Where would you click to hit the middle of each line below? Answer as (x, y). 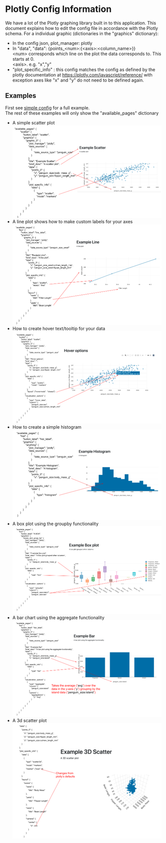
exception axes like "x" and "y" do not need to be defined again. (78, 80)
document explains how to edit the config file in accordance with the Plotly (82, 28)
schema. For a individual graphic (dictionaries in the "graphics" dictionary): (82, 33)
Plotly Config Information (58, 9)
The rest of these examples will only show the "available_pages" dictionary (82, 113)
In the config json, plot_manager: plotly (52, 43)
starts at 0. (23, 59)
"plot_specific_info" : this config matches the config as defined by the (84, 69)
